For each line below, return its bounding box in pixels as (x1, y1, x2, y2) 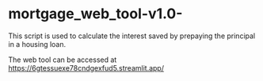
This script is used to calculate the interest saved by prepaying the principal (8, 31, 256, 40)
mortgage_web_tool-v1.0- (8, 5, 183, 23)
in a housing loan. (8, 39, 67, 48)
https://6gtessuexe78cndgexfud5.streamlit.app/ (8, 63, 165, 72)
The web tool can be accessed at (8, 55, 117, 64)
